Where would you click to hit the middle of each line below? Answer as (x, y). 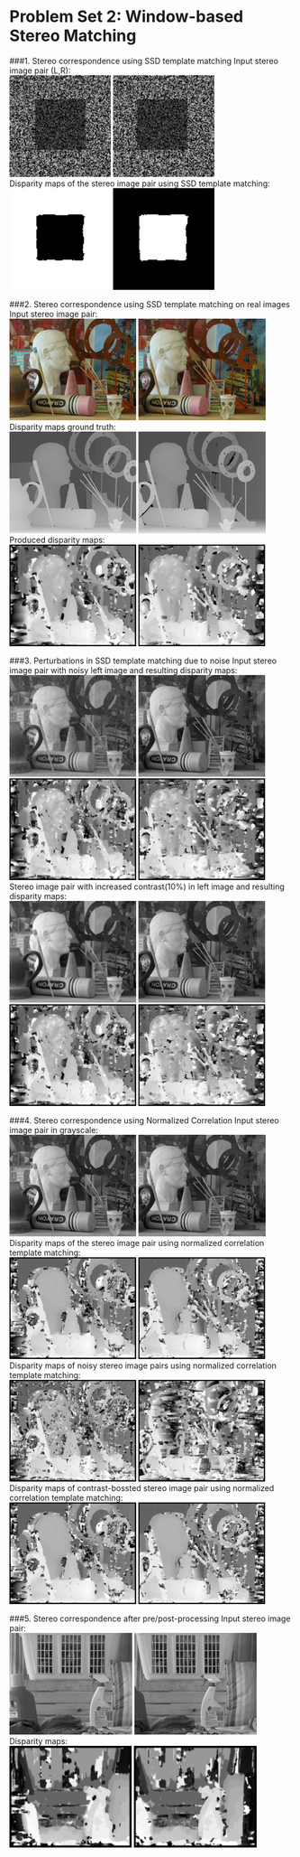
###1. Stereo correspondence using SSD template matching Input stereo (144, 61)
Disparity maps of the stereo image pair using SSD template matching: (140, 183)
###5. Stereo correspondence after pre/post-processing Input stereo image (150, 1618)
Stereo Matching (73, 36)
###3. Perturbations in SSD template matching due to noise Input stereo (143, 661)
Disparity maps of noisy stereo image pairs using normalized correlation (143, 1365)
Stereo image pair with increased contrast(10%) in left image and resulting (147, 886)
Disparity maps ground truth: (63, 427)
